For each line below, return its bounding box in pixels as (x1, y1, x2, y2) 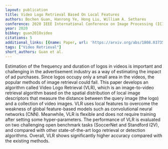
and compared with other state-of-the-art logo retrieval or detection (5, 127, 145, 133)
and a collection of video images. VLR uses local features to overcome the (5, 100, 158, 106)
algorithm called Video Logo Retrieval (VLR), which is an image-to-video (5, 84, 154, 90)
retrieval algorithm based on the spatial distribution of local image (5, 90, 140, 96)
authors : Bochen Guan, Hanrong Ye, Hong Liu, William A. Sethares (5, 17, 146, 22)
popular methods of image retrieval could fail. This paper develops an (5, 79, 148, 85)
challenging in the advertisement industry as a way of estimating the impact (5, 68, 161, 74)
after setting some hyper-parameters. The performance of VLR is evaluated (5, 116, 161, 122)
